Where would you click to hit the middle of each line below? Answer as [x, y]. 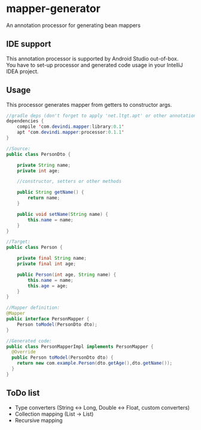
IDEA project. [22, 71]
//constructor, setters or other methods [69, 182]
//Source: [19, 149]
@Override [24, 352]
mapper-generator [53, 9]
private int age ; [39, 171]
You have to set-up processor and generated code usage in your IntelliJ [95, 65]
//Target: [19, 242]
